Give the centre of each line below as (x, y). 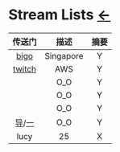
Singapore (64, 55)
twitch (25, 68)
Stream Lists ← (60, 15)
